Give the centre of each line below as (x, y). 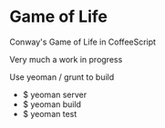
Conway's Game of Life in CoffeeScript (83, 42)
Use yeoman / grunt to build (62, 77)
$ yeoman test (50, 113)
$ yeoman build (52, 104)
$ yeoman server (55, 94)
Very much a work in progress (66, 59)
